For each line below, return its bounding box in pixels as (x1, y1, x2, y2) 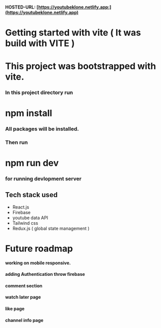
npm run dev (5, 157, 59, 169)
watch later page (5, 294, 41, 300)
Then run (5, 138, 28, 145)
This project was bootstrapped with (5, 60, 156, 72)
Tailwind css (12, 220, 38, 226)
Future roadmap (5, 243, 73, 254)
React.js (12, 204, 29, 210)
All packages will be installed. (5, 125, 79, 132)
